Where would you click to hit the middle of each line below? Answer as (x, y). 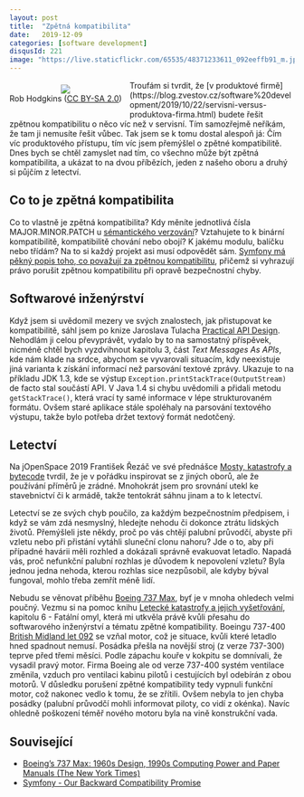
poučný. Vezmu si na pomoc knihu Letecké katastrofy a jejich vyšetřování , (147, 608)
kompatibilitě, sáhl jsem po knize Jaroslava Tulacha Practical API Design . (145, 330)
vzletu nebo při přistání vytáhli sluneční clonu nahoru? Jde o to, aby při (142, 542)
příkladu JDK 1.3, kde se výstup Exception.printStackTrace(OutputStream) (148, 378)
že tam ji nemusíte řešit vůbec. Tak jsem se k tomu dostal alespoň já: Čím (146, 133)
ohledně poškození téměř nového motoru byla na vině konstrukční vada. (144, 713)
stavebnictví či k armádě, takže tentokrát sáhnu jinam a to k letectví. (136, 496)
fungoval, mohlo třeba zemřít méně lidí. (82, 581)
